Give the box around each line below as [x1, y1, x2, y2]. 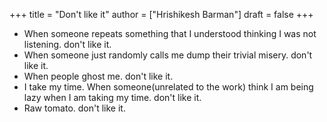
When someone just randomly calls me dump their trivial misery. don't [23, 49, 313, 61]
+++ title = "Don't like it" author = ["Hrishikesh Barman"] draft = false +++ [9, 9, 314, 20]
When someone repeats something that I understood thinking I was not [23, 28, 317, 39]
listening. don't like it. [23, 39, 112, 50]
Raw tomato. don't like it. [23, 102, 126, 114]
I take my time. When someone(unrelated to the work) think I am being [23, 81, 314, 93]
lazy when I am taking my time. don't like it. [23, 92, 202, 103]
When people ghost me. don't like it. [23, 70, 174, 82]
